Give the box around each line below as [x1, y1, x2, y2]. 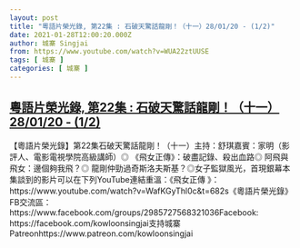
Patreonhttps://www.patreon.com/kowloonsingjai [9, 228, 194, 239]
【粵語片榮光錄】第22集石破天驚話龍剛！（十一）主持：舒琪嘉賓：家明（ [9, 140, 283, 151]
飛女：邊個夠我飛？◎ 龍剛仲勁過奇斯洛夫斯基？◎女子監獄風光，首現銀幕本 [9, 163, 291, 174]
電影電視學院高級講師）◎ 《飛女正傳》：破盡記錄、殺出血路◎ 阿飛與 [33, 151, 289, 162]
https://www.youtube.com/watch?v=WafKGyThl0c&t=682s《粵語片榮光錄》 [9, 185, 293, 196]
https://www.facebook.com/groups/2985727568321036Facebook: [9, 206, 259, 218]
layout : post [9, 13, 59, 23]
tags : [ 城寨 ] [9, 55, 65, 64]
